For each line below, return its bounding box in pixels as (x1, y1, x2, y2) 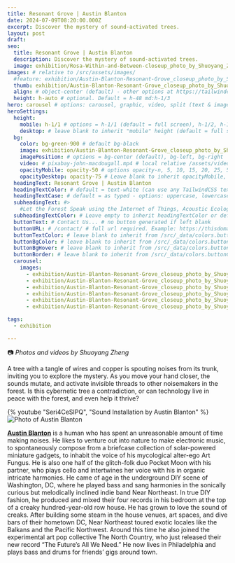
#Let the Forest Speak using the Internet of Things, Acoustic (20, 206, 208, 213)
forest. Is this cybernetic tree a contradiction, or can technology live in (7, 387, 210, 395)
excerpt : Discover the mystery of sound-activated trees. (7, 23, 180, 30)
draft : (7, 36, 27, 43)
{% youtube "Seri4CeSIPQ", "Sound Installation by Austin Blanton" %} (7, 408, 209, 416)
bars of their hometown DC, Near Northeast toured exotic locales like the (7, 517, 218, 526)
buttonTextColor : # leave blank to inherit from (13, 232, 158, 239)
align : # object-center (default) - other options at (13, 88, 173, 95)
